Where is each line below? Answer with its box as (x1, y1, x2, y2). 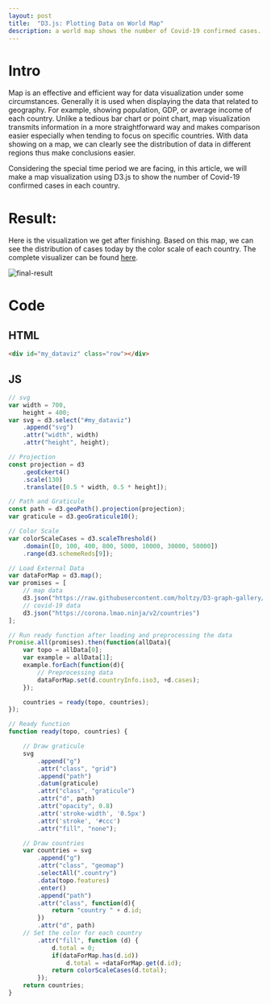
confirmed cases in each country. (8, 180, 120, 190)
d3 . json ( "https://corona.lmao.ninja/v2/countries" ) (23, 609, 200, 617)
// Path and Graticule (8, 497, 85, 506)
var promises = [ (8, 579, 67, 587)
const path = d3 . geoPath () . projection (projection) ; (8, 505, 186, 513)
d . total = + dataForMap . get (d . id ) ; (65, 959, 182, 967)
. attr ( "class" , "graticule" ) (37, 787, 135, 795)
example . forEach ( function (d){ (23, 662, 125, 670)
